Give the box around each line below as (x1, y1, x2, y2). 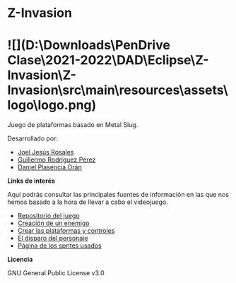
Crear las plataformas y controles (17, 227, 115, 235)
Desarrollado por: (7, 134, 59, 143)
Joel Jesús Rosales (17, 148, 74, 157)
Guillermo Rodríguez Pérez (17, 155, 96, 164)
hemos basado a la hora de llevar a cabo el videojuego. (7, 198, 168, 206)
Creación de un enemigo (17, 219, 90, 227)
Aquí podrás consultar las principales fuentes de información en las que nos (7, 191, 230, 199)
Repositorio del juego (17, 212, 80, 220)
